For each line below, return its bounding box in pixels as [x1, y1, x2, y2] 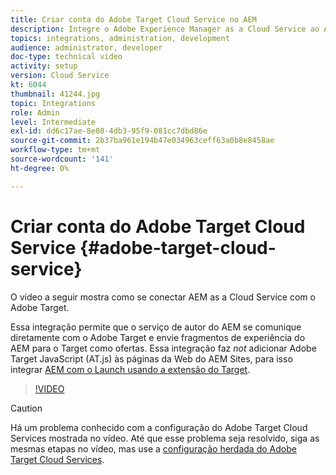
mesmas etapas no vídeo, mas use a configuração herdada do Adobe [10, 442, 297, 455]
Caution [10, 402, 43, 414]
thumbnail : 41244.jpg [10, 89, 101, 99]
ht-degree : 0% [10, 163, 70, 173]
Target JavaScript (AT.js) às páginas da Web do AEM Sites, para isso [10, 352, 293, 365]
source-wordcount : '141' [10, 154, 114, 164]
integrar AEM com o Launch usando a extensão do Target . [10, 363, 251, 375]
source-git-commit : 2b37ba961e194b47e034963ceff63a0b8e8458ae [10, 136, 275, 146]
